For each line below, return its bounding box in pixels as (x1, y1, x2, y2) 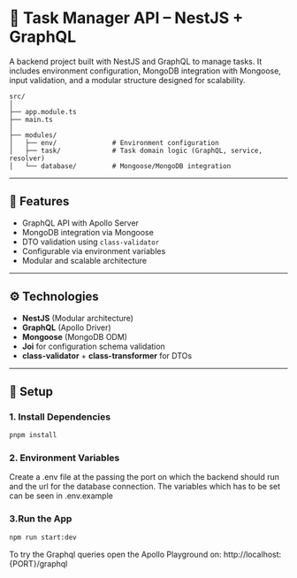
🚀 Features (9, 194, 70, 209)
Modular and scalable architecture (21, 255, 148, 266)
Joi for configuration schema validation (21, 341, 165, 351)
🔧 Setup (9, 384, 54, 399)
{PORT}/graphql (9, 558, 68, 569)
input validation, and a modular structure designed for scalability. (9, 74, 246, 85)
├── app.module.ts (9, 107, 77, 116)
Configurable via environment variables (21, 245, 166, 256)
